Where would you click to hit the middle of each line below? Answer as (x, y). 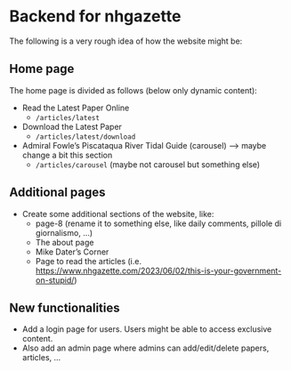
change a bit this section (67, 155)
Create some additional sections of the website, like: (118, 214)
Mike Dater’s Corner (72, 252)
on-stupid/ (55, 280)
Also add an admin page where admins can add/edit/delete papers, (145, 348)
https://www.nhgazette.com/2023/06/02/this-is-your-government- (158, 270)
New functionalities (65, 307)
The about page (65, 242)
